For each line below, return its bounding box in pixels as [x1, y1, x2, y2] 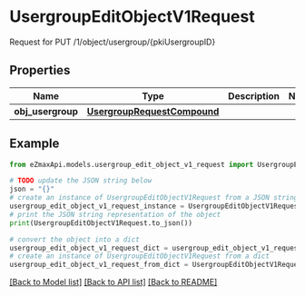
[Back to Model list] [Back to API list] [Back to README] [9, 277, 218, 288]
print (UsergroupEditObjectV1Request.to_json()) [9, 218, 193, 228]
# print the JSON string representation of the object [9, 210, 221, 219]
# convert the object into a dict [9, 234, 141, 244]
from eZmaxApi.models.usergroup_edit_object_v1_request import [9, 160, 254, 169]
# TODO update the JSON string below [9, 176, 152, 185]
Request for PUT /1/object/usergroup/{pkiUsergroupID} [9, 36, 216, 47]
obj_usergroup [14, 104, 79, 117]
